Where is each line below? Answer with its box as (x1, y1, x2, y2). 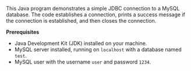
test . (14, 52, 27, 59)
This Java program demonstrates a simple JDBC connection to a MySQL (6, 5, 180, 12)
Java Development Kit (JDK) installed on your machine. (14, 40, 147, 47)
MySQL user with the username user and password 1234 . (14, 58, 151, 65)
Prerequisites (6, 29, 40, 35)
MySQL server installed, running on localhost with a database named (14, 46, 182, 53)
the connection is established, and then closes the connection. (6, 17, 157, 24)
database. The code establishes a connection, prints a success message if (6, 11, 185, 18)
